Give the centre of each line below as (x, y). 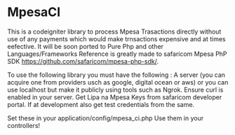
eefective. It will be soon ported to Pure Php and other (85, 46)
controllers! (24, 125)
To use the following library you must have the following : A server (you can (116, 75)
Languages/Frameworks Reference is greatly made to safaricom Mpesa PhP (117, 54)
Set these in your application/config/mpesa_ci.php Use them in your (106, 118)
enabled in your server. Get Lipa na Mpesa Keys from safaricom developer (115, 97)
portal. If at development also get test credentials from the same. (101, 104)
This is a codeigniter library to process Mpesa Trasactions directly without (114, 31)
